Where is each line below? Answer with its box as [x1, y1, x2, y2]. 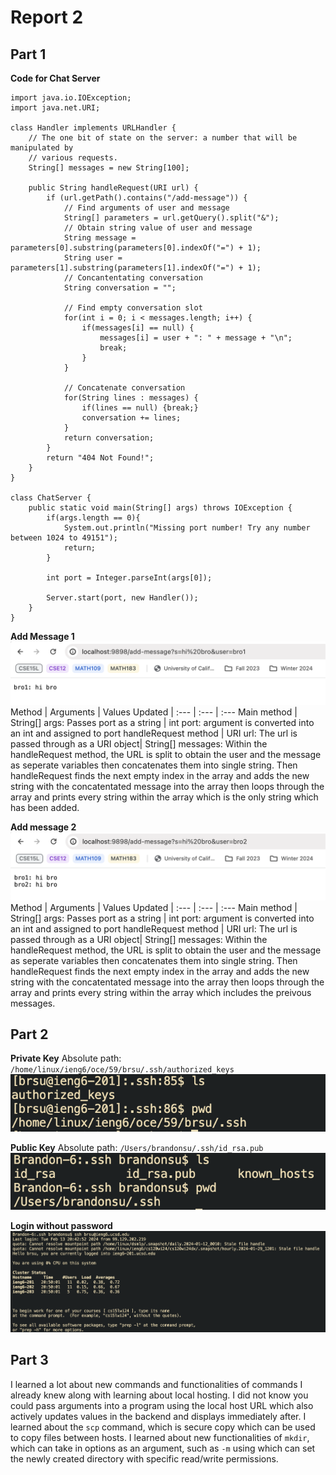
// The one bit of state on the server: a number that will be [28, 133, 298, 143]
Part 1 [10, 46, 47, 63]
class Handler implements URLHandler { [10, 123, 177, 133]
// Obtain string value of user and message [63, 223, 253, 233]
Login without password [10, 1220, 113, 1232]
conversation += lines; [81, 413, 182, 423]
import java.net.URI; [10, 103, 101, 113]
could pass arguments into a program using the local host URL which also [10, 1399, 314, 1411]
